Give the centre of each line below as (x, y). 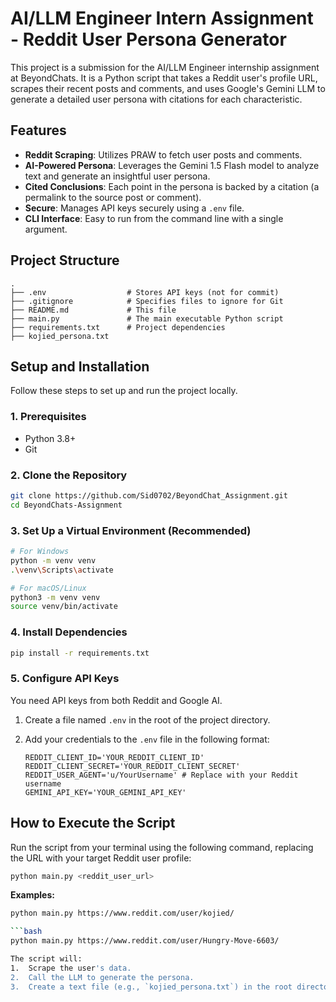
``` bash (26, 932)
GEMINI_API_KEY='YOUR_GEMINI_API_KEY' (105, 792)
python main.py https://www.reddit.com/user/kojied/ (122, 913)
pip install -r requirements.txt (80, 653)
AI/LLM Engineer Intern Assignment (162, 18)
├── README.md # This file (93, 310)
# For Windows (40, 552)
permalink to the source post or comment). (113, 197)
